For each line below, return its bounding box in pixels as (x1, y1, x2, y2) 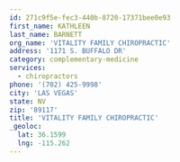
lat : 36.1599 (17, 130, 67, 139)
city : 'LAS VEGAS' (9, 88, 78, 97)
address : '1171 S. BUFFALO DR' (9, 47, 127, 56)
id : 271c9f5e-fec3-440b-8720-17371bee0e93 (9, 13, 171, 22)
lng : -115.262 (17, 139, 70, 148)
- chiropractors (17, 72, 78, 81)
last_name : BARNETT (9, 30, 83, 39)
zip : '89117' (9, 105, 58, 114)
